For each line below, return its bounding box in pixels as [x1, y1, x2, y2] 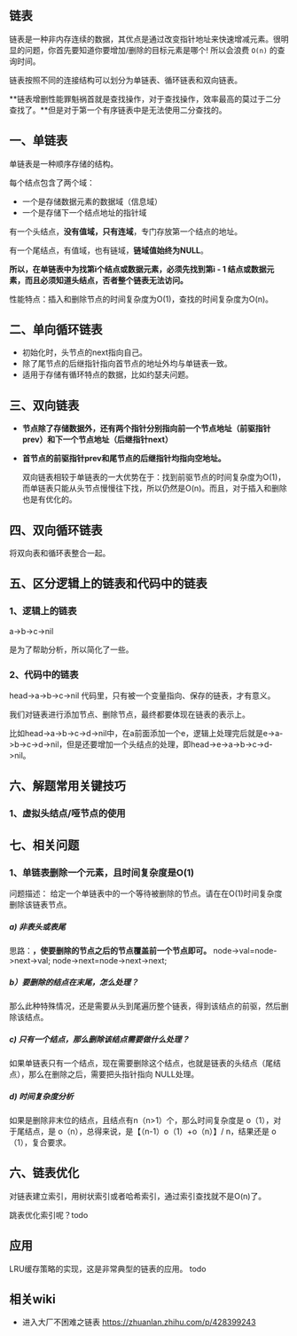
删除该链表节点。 [9, 900, 72, 910]
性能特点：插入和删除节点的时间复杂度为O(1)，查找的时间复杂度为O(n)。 [9, 294, 273, 304]
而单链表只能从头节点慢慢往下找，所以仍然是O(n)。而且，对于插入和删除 [21, 483, 287, 494]
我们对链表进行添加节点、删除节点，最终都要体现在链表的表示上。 [9, 709, 250, 720]
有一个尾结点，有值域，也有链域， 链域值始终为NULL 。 [9, 245, 208, 255]
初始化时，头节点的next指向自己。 [21, 347, 148, 358]
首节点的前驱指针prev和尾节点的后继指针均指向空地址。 [21, 453, 226, 464]
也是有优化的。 [21, 494, 77, 505]
